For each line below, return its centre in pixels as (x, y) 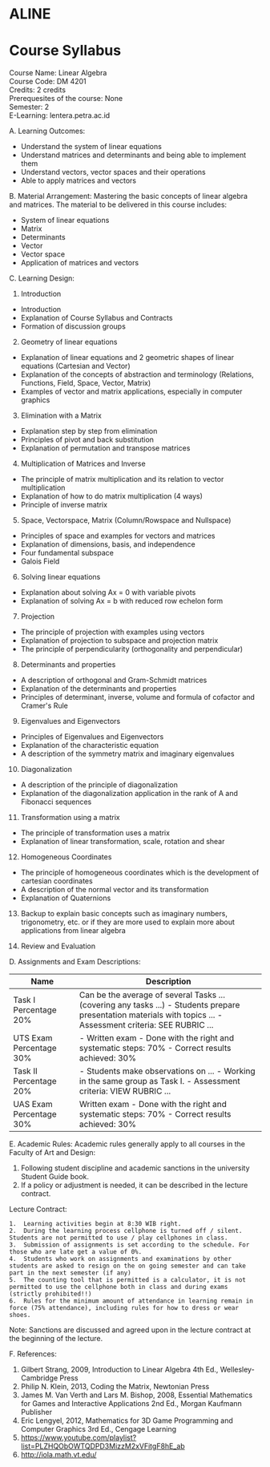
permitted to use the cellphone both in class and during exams (119, 1287)
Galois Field (40, 561)
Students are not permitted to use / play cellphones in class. (119, 1238)
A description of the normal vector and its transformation (115, 890)
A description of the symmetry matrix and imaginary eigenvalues (127, 754)
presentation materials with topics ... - (151, 1015)
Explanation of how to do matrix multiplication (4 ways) (112, 496)
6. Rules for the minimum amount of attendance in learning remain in (131, 1301)
